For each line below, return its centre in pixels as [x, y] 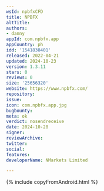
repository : [21, 94]
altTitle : [18, 22]
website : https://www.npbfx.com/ [47, 89]
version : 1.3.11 [26, 67]
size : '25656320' [27, 83]
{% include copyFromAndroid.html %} [52, 182]
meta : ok [17, 116]
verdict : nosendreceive [35, 122]
